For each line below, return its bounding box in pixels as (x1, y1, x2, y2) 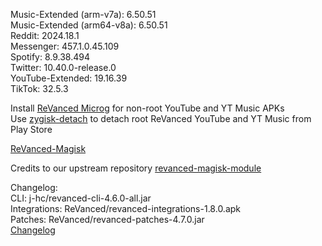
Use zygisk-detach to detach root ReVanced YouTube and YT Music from (10, 113, 312, 124)
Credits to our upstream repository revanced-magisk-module (10, 162, 262, 174)
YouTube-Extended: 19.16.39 (10, 72, 128, 84)
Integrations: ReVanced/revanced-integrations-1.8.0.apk (10, 203, 242, 214)
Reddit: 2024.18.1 (10, 30, 80, 41)
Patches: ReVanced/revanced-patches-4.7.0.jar (10, 214, 205, 225)
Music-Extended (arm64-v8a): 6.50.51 (10, 19, 168, 31)
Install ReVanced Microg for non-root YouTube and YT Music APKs (10, 102, 285, 114)
